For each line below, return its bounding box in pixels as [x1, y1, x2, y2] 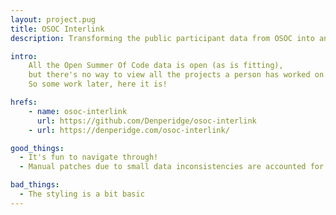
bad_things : [10, 180, 60, 190]
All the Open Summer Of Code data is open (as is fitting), [28, 61, 284, 71]
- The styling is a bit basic [19, 189, 145, 199]
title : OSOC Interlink [10, 24, 105, 34]
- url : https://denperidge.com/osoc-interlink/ [28, 125, 230, 135]
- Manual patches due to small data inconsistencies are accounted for [19, 162, 325, 172]
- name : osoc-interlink [28, 106, 128, 116]
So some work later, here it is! [28, 79, 168, 90]
